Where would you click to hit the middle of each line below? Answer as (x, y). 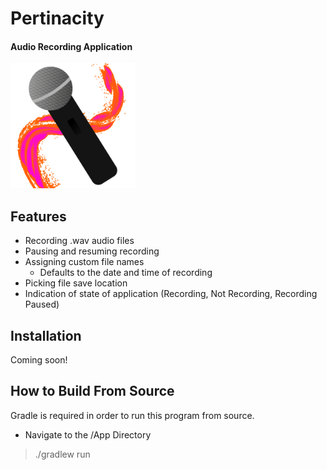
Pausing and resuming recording (92, 251)
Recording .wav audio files (79, 241)
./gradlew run (62, 454)
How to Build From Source (92, 391)
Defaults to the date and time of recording (126, 273)
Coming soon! (39, 360)
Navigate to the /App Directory (88, 434)
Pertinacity (57, 18)
